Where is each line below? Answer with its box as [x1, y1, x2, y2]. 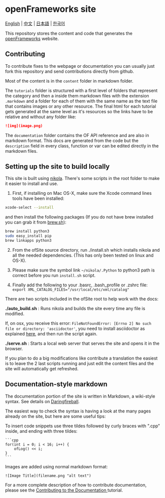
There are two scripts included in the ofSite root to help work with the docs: [5, 296, 159, 302]
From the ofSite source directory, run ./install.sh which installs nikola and [12, 247, 160, 253]
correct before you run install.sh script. [12, 272, 96, 278]
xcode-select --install [5, 205, 54, 210]
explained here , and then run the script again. [5, 330, 98, 337]
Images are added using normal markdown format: [5, 463, 108, 469]
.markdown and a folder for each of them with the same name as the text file [5, 98, 158, 104]
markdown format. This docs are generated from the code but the [5, 137, 139, 143]
